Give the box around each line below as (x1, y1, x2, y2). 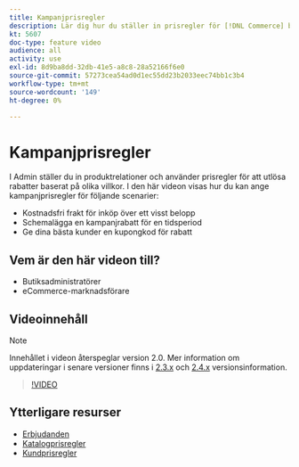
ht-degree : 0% (9, 95, 62, 105)
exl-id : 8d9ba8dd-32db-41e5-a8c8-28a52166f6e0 (9, 63, 185, 72)
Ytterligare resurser (9, 405, 122, 420)
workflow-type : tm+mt (9, 79, 90, 88)
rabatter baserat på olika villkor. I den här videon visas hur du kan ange (9, 181, 270, 192)
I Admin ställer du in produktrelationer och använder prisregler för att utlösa (9, 171, 287, 183)
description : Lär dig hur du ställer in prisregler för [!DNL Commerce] (9, 21, 285, 30)
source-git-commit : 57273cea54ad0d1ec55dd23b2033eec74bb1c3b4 (9, 71, 245, 80)
